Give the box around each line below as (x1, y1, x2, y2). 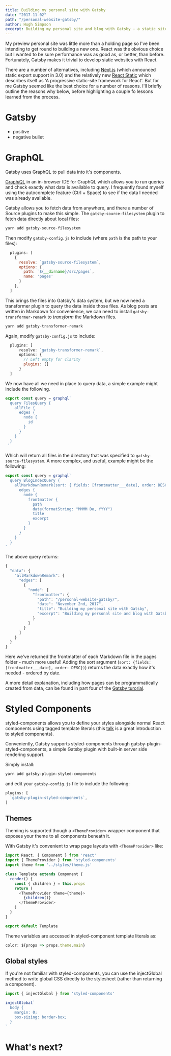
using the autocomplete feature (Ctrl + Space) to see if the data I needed (5, 190, 158, 196)
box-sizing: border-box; (14, 1015, 67, 1020)
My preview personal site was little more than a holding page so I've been (5, 40, 160, 46)
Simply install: (5, 762, 35, 768)
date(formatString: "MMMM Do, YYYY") (32, 506, 113, 511)
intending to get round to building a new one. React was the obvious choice (5, 46, 164, 52)
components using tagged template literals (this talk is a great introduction (5, 725, 161, 732)
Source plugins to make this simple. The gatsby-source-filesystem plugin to (5, 210, 165, 216)
